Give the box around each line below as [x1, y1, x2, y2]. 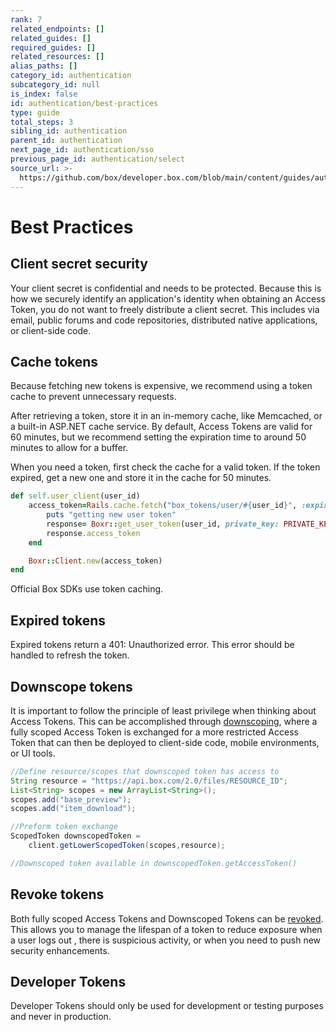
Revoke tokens [10, 886, 105, 903]
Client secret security [10, 256, 148, 273]
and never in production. [10, 1011, 112, 1023]
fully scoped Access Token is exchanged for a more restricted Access [10, 726, 299, 738]
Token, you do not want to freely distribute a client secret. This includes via [10, 303, 320, 315]
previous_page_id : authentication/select [10, 154, 186, 164]
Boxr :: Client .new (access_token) [28, 556, 163, 566]
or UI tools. [10, 747, 56, 759]
